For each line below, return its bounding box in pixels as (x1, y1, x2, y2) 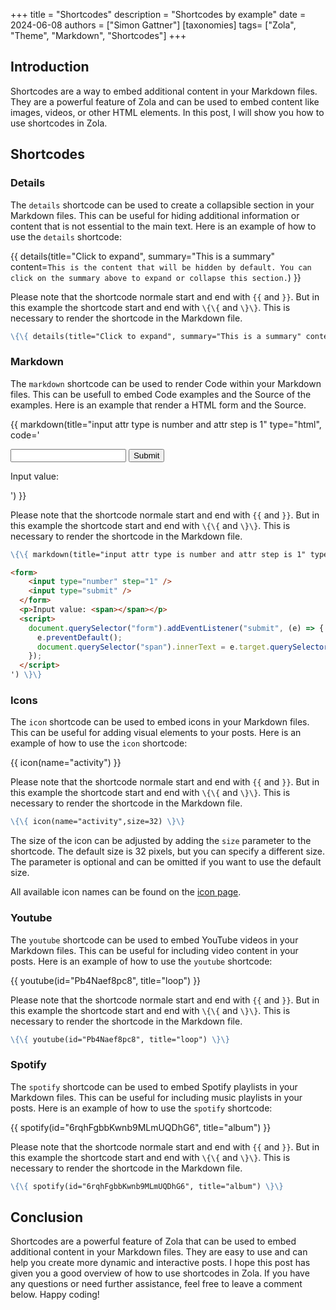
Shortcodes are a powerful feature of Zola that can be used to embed (10, 1235, 297, 1248)
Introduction (10, 59, 90, 76)
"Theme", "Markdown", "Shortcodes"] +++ (10, 30, 187, 41)
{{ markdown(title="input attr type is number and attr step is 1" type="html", (10, 418, 322, 430)
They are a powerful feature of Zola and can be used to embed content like (10, 95, 320, 108)
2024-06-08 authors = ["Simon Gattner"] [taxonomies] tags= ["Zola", (10, 19, 297, 31)
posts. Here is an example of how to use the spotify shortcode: (10, 1102, 273, 1114)
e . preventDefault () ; (36, 632, 123, 643)
